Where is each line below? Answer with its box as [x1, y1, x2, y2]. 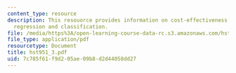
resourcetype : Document [7, 42, 77, 49]
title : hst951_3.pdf [7, 49, 68, 56]
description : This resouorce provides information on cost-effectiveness [7, 17, 228, 24]
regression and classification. [13, 23, 109, 30]
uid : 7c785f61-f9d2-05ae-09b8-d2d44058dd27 [7, 56, 137, 63]
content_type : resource [7, 10, 77, 17]
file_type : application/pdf [7, 36, 90, 43]
